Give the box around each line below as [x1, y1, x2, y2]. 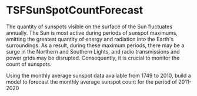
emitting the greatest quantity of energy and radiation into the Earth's [6, 35, 174, 42]
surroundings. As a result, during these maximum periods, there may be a [6, 42, 185, 49]
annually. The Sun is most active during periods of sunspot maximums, [6, 29, 178, 36]
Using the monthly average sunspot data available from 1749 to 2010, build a [6, 72, 191, 79]
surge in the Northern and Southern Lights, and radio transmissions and [6, 48, 181, 55]
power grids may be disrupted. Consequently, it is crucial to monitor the [6, 54, 180, 61]
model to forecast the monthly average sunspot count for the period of [6, 78, 178, 85]
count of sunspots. [6, 60, 52, 68]
